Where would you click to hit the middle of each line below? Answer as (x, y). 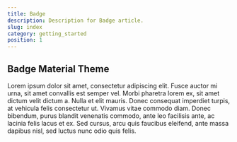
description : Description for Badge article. (75, 20)
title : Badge (27, 14)
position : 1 (25, 40)
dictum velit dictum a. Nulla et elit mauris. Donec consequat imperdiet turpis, (119, 100)
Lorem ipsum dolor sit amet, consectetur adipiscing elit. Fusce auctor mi (112, 85)
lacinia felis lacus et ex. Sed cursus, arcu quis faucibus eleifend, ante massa (118, 123)
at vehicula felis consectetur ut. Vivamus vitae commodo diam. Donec (109, 108)
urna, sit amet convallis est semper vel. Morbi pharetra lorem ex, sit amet (114, 93)
